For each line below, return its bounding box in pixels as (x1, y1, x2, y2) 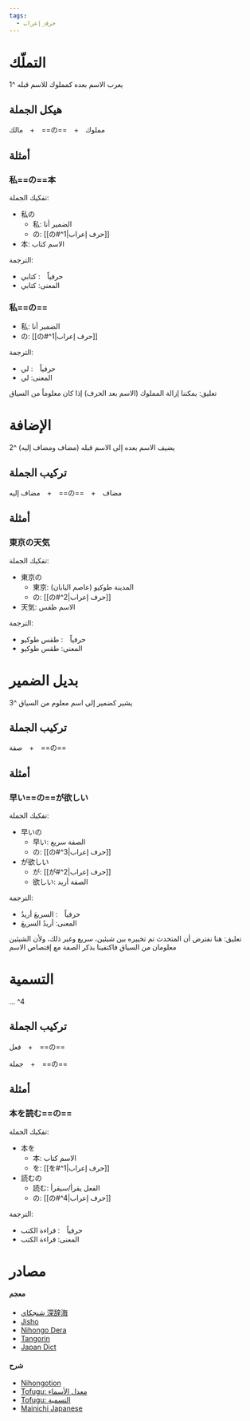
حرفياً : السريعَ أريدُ (20, 910, 80, 919)
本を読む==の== (9, 1108, 72, 1119)
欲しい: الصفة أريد (32, 877, 88, 886)
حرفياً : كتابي (20, 271, 64, 281)
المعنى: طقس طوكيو (20, 643, 83, 653)
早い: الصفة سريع (32, 837, 86, 847)
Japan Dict (20, 1342, 57, 1352)
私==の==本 (9, 174, 57, 185)
